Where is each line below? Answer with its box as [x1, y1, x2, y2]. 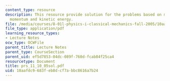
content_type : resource [5, 7, 56, 13]
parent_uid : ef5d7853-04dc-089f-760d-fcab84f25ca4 [5, 54, 114, 59]
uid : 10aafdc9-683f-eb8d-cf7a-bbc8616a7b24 [5, 68, 99, 73]
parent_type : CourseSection [5, 49, 65, 54]
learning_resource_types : [5, 31, 60, 36]
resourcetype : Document [5, 59, 56, 64]
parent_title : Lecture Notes [5, 45, 67, 50]
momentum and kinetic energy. [10, 17, 73, 22]
